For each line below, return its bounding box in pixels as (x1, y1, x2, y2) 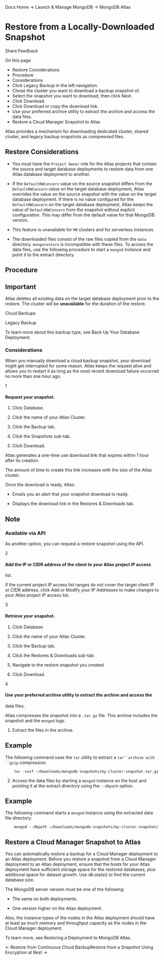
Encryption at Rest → (5, 950, 47, 956)
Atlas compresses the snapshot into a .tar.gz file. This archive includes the (5, 712, 158, 718)
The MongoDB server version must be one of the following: (5, 887, 125, 892)
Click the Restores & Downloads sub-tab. (12, 652, 95, 658)
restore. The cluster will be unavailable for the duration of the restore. (5, 301, 146, 307)
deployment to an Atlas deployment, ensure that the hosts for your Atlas (5, 862, 150, 867)
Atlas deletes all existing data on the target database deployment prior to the (5, 295, 160, 301)
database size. (5, 877, 35, 883)
